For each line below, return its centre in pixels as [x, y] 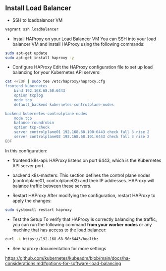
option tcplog [28, 96]
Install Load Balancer [38, 8]
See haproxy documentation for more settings [59, 248]
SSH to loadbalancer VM [37, 20]
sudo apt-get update [27, 53]
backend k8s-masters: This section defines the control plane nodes [81, 175]
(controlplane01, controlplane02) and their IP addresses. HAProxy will [83, 180]
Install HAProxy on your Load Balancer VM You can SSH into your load [84, 39]
